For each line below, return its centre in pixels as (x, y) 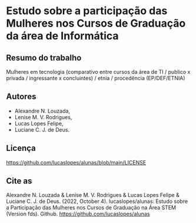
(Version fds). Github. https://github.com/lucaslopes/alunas (78, 214)
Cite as (19, 181)
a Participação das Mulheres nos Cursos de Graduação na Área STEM (91, 208)
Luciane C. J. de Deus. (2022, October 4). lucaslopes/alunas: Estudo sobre (97, 201)
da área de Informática (62, 36)
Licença (21, 148)
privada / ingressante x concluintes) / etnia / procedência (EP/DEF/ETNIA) (96, 78)
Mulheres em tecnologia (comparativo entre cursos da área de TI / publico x (98, 72)
